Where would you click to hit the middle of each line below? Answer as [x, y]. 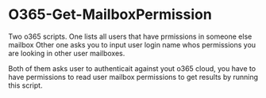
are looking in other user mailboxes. [67, 53]
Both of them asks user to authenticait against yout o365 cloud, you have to [132, 68]
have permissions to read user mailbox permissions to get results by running [133, 77]
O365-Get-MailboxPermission [110, 15]
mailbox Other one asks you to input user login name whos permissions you [132, 44]
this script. [25, 85]
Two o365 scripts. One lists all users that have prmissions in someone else [130, 36]
